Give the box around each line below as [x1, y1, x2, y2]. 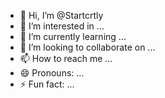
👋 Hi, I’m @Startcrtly [19, 10, 104, 21]
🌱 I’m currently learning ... [19, 31, 127, 42]
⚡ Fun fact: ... [19, 78, 75, 90]
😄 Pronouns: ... [19, 67, 85, 79]
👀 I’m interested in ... [19, 20, 105, 32]
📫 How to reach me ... [19, 53, 113, 64]
